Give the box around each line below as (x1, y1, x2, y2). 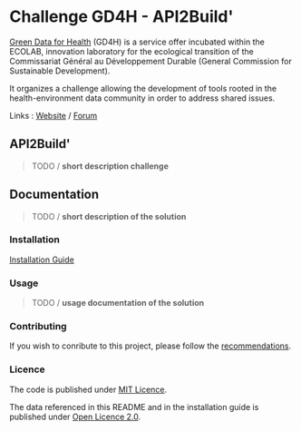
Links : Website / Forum (9, 110, 98, 121)
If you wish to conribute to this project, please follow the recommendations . (9, 340, 292, 351)
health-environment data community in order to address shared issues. (9, 93, 276, 103)
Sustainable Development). (9, 65, 111, 76)
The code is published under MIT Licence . (9, 384, 168, 395)
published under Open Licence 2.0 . (9, 411, 141, 422)
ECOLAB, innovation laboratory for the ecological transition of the (9, 45, 254, 56)
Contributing (9, 320, 67, 333)
